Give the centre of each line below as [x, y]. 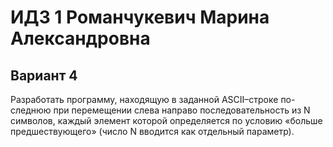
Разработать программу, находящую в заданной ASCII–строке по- [153, 99]
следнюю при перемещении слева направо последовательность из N [160, 110]
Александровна [80, 38]
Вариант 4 [44, 75]
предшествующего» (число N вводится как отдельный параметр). [152, 131]
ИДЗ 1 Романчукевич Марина [140, 17]
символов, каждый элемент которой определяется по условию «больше [166, 120]
